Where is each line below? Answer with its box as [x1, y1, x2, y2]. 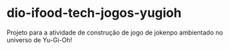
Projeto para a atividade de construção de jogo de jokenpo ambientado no [6, 28, 224, 37]
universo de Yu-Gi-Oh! [6, 35, 72, 44]
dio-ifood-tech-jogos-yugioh [6, 5, 182, 21]
